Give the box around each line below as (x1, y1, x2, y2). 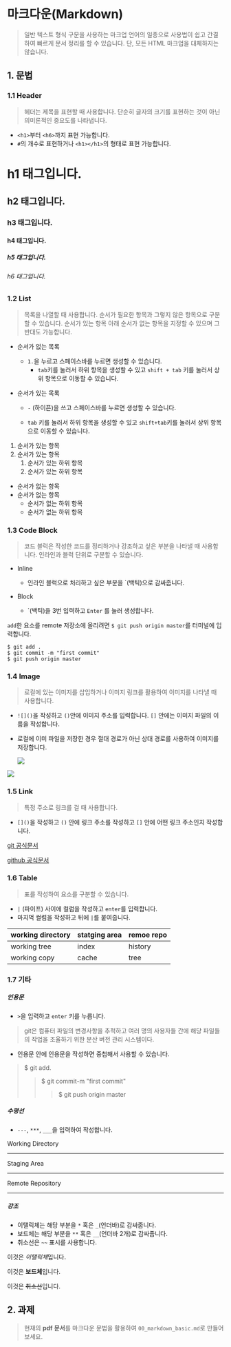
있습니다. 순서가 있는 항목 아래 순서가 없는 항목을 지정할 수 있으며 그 (38, 318, 220, 327)
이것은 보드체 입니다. (7, 1267, 60, 1275)
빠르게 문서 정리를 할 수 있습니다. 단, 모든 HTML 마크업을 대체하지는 (36, 39, 219, 47)
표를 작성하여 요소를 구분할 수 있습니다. (23, 890, 129, 898)
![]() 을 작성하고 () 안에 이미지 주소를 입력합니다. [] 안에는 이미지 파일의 (16, 711, 212, 720)
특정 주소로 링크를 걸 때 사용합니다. (23, 803, 118, 811)
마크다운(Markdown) (7, 6, 124, 22)
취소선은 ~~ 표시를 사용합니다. (16, 1238, 98, 1246)
